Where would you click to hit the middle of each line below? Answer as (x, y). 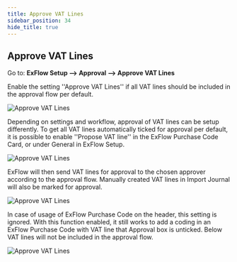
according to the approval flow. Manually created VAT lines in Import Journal (118, 180)
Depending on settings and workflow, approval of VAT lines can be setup (113, 122)
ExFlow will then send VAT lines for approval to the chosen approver (106, 172)
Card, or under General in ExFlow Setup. (66, 144)
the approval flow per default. (51, 94)
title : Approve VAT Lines (45, 14)
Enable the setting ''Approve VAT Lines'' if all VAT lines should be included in (119, 87)
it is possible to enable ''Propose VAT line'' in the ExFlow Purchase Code (113, 137)
